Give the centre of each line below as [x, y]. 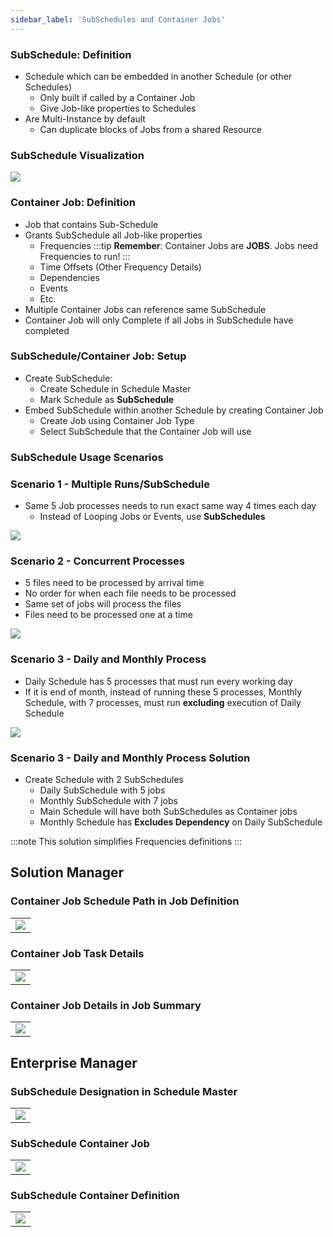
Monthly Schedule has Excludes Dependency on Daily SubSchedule [181, 822]
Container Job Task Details [77, 953]
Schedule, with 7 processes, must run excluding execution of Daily [163, 702]
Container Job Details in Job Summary [106, 1005]
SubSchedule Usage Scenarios [87, 457]
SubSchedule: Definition [71, 54]
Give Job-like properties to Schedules [118, 108]
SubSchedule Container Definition [95, 1196]
